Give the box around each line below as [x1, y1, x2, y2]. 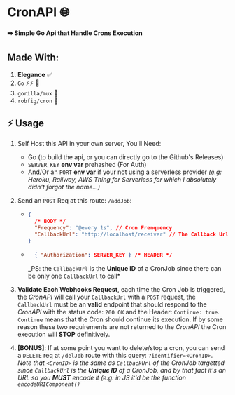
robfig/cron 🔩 [17, 96, 58, 105]
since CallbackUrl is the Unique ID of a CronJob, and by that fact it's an [17, 366, 226, 374]
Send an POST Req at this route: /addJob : [17, 196, 132, 205]
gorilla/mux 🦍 [17, 88, 58, 97]
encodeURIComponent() [17, 380, 80, 388]
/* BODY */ [34, 218, 66, 225]
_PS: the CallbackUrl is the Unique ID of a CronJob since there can [27, 264, 222, 272]
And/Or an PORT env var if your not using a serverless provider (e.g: [27, 168, 222, 176]
